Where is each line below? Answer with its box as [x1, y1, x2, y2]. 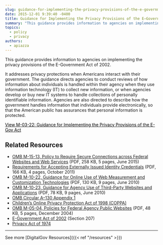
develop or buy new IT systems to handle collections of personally [5, 92, 138, 98]
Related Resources [5, 141, 63, 149]
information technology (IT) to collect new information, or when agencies [5, 86, 151, 92]
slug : [5, 7, 16, 12]
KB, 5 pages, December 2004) [12, 211, 74, 216]
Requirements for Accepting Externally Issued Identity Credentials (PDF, [12, 164, 156, 170]
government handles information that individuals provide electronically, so [5, 102, 153, 108]
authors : [5, 39, 23, 44]
